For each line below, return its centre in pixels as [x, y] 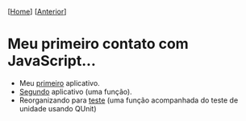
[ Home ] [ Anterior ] [37, 12]
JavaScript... [52, 61]
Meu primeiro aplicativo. [59, 83]
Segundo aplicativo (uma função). [75, 91]
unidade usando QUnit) [58, 108]
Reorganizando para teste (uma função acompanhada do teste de [129, 100]
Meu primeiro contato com [98, 44]
